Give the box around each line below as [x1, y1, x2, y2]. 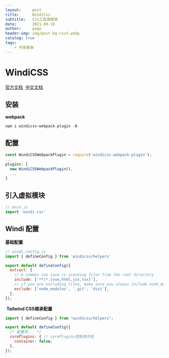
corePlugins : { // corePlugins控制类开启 [10, 334, 94, 339]
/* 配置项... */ [10, 329, 42, 335]
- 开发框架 [14, 45, 34, 50]
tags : [5, 40, 17, 45]
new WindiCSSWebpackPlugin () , [10, 166, 73, 172]
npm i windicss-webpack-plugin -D [5, 124, 78, 129]
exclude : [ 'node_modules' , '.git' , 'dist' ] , [14, 286, 109, 291]
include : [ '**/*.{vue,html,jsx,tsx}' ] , [14, 277, 98, 282]
